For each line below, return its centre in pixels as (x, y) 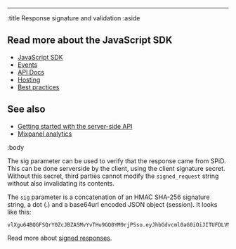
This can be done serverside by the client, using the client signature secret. (116, 168)
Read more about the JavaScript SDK (90, 40)
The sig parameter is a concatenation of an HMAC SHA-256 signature (109, 197)
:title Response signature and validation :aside (74, 18)
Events (27, 65)
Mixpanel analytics (45, 134)
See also (26, 109)
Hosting (29, 79)
